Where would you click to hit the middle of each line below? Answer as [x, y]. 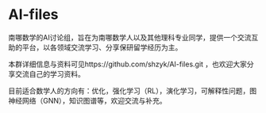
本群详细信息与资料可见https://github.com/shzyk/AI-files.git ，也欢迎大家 [128, 64]
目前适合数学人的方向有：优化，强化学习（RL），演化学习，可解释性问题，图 [132, 90]
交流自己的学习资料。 [50, 73]
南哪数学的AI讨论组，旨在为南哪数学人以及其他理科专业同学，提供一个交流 [130, 37]
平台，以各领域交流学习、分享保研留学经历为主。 [102, 47]
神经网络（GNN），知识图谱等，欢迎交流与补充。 [87, 100]
